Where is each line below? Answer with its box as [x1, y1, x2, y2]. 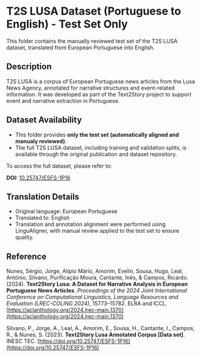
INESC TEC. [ [6, 338, 40, 345]
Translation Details [6, 191, 80, 202]
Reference [6, 251, 47, 261]
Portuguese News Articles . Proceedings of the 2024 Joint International [6, 287, 188, 294]
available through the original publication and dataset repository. [15, 150, 177, 158]
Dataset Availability [6, 115, 82, 125]
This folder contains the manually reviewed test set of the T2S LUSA [6, 37, 178, 44]
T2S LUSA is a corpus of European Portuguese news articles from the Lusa [6, 77, 196, 85]
